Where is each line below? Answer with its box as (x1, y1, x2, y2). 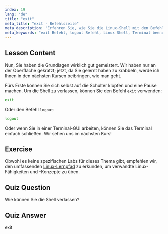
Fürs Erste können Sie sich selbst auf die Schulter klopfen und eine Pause (5, 82, 157, 88)
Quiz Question (5, 183, 51, 192)
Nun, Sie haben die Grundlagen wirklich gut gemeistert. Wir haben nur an (5, 62, 156, 68)
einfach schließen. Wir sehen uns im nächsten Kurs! (5, 130, 112, 136)
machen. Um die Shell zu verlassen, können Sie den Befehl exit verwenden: (5, 88, 162, 94)
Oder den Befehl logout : (5, 106, 55, 112)
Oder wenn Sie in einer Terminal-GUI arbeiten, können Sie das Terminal (5, 125, 152, 131)
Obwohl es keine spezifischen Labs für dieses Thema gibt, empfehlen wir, (5, 158, 157, 164)
